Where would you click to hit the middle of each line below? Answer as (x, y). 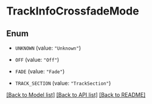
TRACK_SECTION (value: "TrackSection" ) (63, 83)
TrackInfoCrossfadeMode (73, 11)
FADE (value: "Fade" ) (40, 71)
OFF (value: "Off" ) (37, 60)
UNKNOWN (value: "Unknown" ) (48, 48)
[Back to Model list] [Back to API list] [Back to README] (76, 95)
